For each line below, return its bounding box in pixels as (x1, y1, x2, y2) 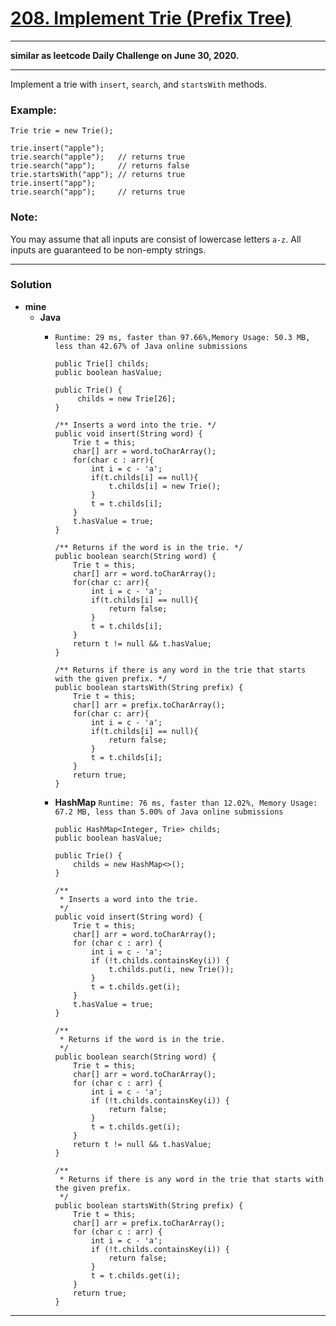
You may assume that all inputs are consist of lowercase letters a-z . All (10, 233, 302, 245)
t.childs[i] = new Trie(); (108, 481, 222, 491)
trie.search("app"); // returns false (10, 161, 190, 171)
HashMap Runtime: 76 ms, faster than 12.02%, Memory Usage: (54, 796, 318, 808)
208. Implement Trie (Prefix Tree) (10, 7, 292, 30)
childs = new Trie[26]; (77, 393, 177, 404)
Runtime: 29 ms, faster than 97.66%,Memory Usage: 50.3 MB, (54, 332, 311, 342)
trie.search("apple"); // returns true (10, 152, 186, 162)
